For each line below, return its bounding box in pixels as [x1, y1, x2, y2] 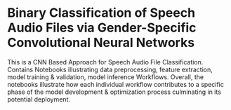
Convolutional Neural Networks [7, 35, 195, 50]
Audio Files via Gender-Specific [7, 20, 197, 36]
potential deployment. [7, 95, 71, 103]
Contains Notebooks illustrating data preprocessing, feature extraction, [7, 65, 213, 74]
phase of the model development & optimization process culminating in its [7, 88, 221, 96]
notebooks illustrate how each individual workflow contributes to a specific [7, 80, 225, 88]
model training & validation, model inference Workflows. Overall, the [7, 72, 204, 81]
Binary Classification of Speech [7, 5, 195, 21]
